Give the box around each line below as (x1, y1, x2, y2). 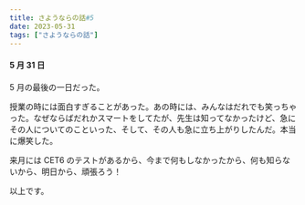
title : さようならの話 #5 (9, 13, 94, 23)
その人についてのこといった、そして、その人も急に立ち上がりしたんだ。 (9, 124, 281, 135)
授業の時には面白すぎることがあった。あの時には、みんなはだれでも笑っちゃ (9, 101, 298, 112)
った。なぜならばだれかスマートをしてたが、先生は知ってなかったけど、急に (9, 112, 297, 123)
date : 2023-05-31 (9, 22, 76, 31)
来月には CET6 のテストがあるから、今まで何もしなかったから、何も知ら (9, 154, 283, 165)
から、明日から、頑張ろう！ (16, 166, 121, 177)
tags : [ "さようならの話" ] (9, 30, 99, 39)
